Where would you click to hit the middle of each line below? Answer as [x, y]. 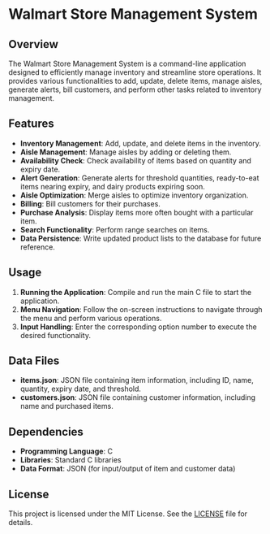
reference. [37, 247]
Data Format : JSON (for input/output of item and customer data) [128, 469]
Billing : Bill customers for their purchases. [90, 203]
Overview [34, 44]
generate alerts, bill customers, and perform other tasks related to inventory [135, 89]
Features [31, 124]
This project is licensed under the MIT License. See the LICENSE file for [128, 514]
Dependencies [46, 432]
